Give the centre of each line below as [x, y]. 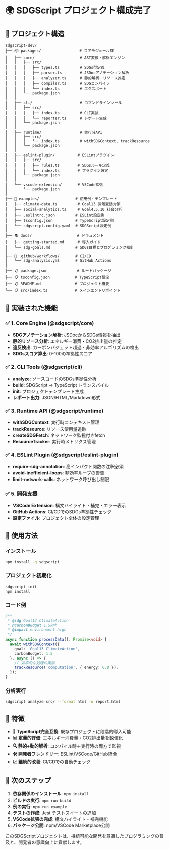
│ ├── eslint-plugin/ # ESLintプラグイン [60, 155]
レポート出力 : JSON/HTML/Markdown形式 [57, 397]
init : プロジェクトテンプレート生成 [48, 391]
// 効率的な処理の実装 [35, 663]
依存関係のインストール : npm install [51, 793]
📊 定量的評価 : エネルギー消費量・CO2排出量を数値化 [68, 738]
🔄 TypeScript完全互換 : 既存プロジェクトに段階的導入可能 [72, 732]
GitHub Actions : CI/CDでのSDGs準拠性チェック [62, 512]
